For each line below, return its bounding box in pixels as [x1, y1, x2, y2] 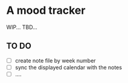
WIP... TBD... [6, 23, 37, 31]
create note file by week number [14, 57, 96, 64]
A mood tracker [6, 4, 86, 17]
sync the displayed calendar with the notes [14, 64, 123, 71]
